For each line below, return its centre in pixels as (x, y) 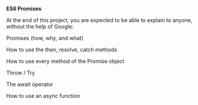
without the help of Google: (40, 27)
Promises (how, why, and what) (45, 38)
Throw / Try (21, 73)
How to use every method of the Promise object (65, 61)
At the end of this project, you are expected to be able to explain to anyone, (99, 20)
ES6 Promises (24, 9)
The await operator (30, 84)
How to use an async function (43, 96)
